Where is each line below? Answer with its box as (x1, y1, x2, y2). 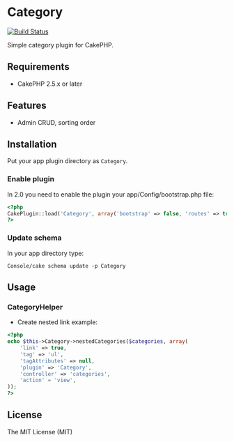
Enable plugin (7, 174, 54, 184)
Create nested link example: (17, 318, 98, 326)
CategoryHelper (7, 302, 63, 312)
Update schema (7, 233, 62, 243)
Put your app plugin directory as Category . (7, 157, 128, 165)
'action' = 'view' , (19, 377, 77, 384)
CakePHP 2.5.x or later (17, 79, 83, 88)
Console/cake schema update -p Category (7, 262, 127, 269)
